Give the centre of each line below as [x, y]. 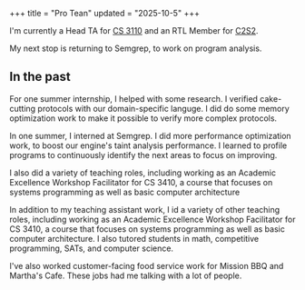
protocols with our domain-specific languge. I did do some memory [164, 108]
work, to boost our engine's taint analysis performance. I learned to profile [148, 145]
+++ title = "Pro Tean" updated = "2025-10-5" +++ [104, 13]
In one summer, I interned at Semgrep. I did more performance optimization [151, 135]
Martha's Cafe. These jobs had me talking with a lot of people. [126, 275]
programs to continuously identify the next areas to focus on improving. [143, 155]
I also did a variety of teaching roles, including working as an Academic [143, 173]
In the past [40, 77]
